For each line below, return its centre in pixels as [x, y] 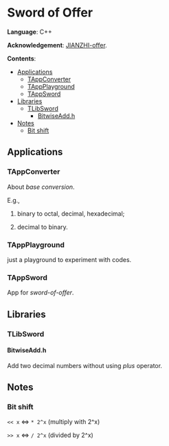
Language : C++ [30, 32]
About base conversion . [41, 187]
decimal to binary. [43, 227]
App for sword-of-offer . [41, 293]
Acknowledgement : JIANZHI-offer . [57, 45]
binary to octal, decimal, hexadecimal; [71, 213]
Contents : [22, 58]
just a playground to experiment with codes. [69, 259]
